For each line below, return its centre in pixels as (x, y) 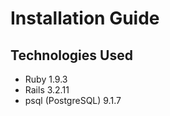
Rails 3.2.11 (47, 90)
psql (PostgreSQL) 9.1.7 (73, 100)
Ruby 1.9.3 (46, 79)
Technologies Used (71, 55)
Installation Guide (85, 18)
